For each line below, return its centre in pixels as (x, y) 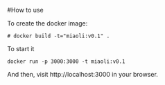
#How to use (25, 10)
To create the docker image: (47, 23)
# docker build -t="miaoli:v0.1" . (59, 36)
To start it (21, 49)
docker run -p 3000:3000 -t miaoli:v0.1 (67, 62)
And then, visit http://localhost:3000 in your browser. (82, 74)
